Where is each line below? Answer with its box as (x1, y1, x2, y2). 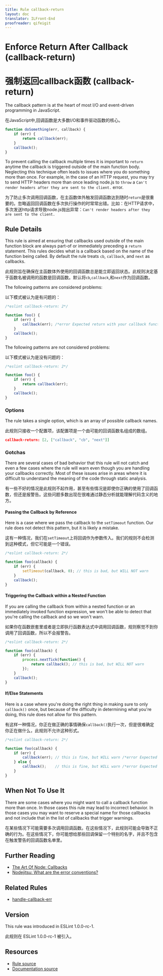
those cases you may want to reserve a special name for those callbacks (5, 809, 150, 816)
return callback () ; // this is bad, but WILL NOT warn (31, 662, 145, 667)
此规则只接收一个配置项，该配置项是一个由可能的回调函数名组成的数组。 (5, 428, 149, 434)
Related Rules (5, 883, 48, 892)
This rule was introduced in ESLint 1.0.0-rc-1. (5, 924, 95, 929)
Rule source (12, 960, 36, 966)
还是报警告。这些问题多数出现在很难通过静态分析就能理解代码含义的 (17, 491, 154, 498)
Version (5, 910, 29, 919)
